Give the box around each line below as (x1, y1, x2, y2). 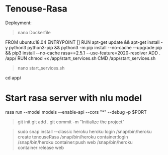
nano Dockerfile (17, 29, 51, 35)
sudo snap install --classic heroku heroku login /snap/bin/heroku (17, 128, 152, 134)
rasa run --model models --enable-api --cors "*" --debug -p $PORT (5, 109, 147, 115)
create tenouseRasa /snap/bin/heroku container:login (17, 134, 128, 140)
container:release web (17, 144, 64, 150)
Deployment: (5, 20, 32, 26)
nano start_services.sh (17, 65, 65, 71)
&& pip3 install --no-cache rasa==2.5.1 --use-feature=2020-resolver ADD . (5, 50, 161, 56)
